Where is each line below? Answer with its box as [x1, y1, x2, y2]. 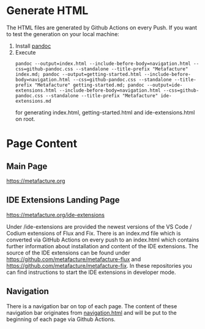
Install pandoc [15, 42, 51, 50]
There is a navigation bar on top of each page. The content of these [6, 302, 177, 309]
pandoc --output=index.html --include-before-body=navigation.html [15, 61, 191, 67]
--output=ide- [146, 82, 183, 88]
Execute [15, 48, 36, 56]
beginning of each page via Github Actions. [6, 316, 116, 323]
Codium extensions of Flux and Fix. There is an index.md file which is [6, 229, 181, 237]
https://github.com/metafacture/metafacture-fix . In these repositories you [6, 262, 193, 269]
